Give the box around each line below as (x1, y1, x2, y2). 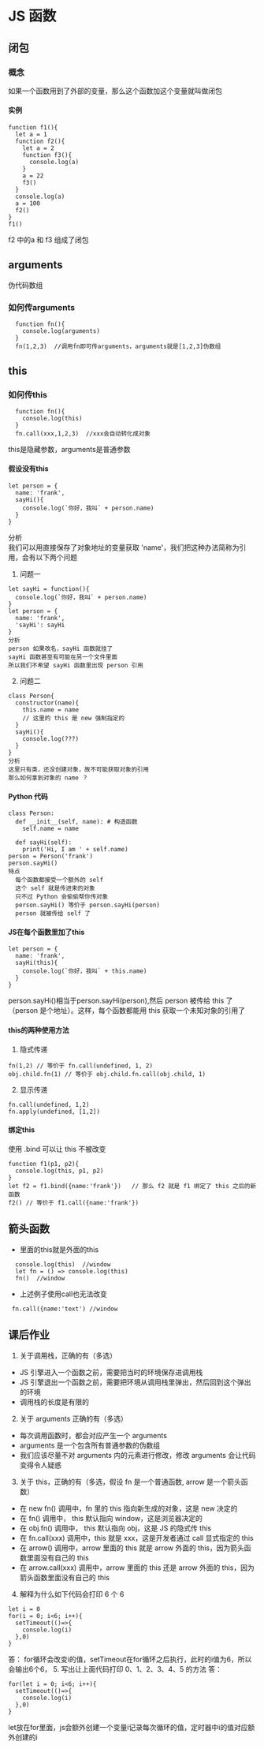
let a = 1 (15, 131, 47, 139)
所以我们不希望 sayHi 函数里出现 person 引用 (8, 662, 143, 670)
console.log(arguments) (22, 327, 101, 335)
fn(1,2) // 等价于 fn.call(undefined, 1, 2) (8, 1062, 154, 1070)
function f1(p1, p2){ (8, 1160, 80, 1168)
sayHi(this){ (15, 959, 58, 967)
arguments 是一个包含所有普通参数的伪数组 (19, 1441, 161, 1450)
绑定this (8, 1125, 35, 1134)
